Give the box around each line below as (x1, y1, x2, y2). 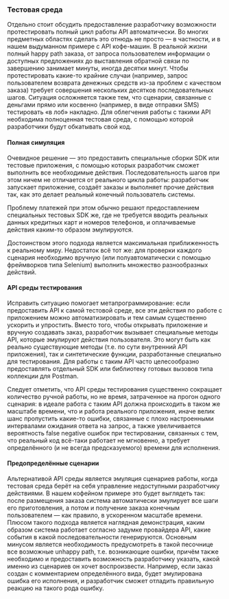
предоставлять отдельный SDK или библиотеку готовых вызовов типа (7, 364, 214, 372)
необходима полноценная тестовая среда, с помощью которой (7, 115, 194, 124)
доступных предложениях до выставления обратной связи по (7, 57, 190, 65)
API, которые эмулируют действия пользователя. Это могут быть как (7, 335, 211, 343)
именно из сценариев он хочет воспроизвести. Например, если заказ (7, 562, 213, 570)
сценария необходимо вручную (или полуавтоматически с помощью (7, 253, 211, 262)
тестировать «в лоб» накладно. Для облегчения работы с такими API (7, 108, 211, 116)
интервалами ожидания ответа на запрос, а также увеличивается (7, 421, 201, 430)
